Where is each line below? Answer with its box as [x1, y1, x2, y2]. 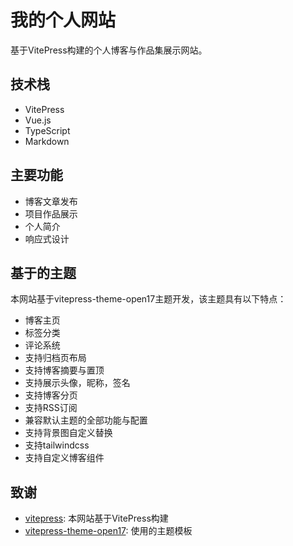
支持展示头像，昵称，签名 [24, 377, 131, 389]
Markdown [24, 135, 70, 147]
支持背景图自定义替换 [24, 427, 113, 439]
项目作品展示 [24, 207, 78, 220]
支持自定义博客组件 [24, 452, 105, 464]
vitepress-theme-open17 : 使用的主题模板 [24, 525, 193, 537]
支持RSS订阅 [24, 402, 78, 414]
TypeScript [24, 124, 71, 136]
